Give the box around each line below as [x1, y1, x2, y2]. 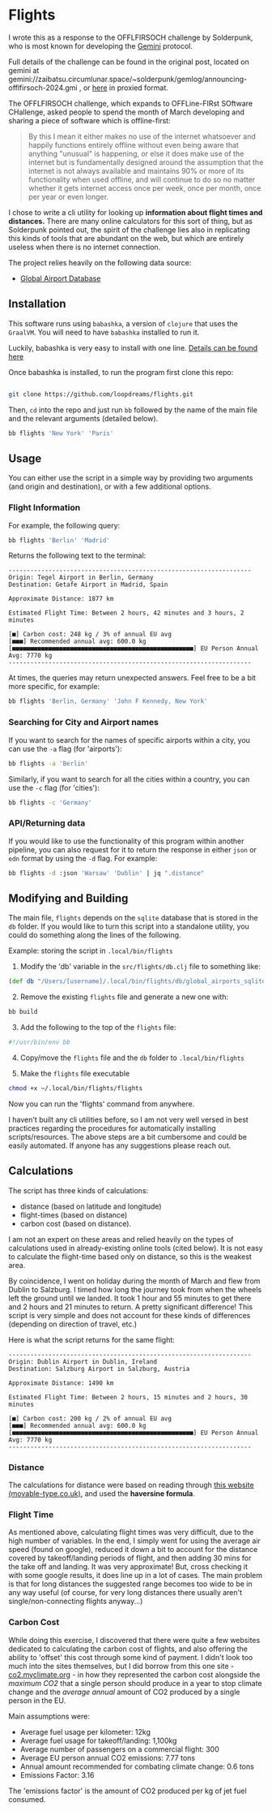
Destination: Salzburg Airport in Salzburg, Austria [8, 1365, 190, 1373]
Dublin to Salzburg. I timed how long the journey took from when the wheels [8, 1284, 262, 1294]
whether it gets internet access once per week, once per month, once [28, 183, 261, 192]
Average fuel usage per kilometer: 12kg [19, 1727, 151, 1736]
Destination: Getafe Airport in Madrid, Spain [8, 580, 168, 589]
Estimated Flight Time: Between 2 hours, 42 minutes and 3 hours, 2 [8, 609, 244, 618]
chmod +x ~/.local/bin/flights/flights [8, 1084, 143, 1093]
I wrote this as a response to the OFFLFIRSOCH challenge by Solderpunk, [8, 32, 253, 42]
